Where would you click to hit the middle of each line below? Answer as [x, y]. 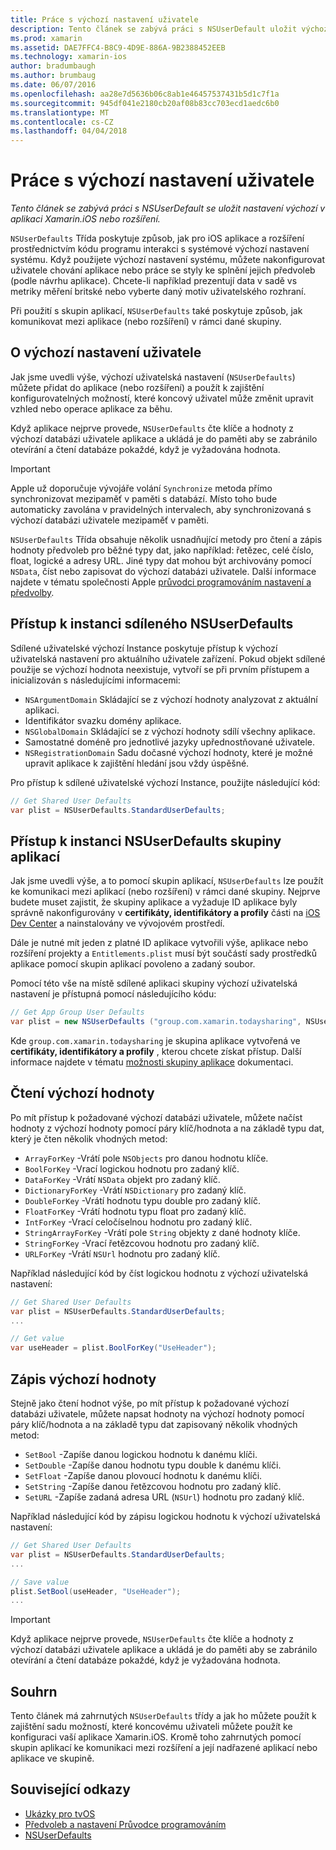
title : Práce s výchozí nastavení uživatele [104, 19]
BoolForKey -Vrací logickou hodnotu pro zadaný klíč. [132, 1168]
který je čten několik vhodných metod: [89, 1138]
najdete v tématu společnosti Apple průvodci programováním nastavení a [161, 582]
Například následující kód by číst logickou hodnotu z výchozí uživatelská [159, 1273]
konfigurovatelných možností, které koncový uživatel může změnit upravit [162, 398]
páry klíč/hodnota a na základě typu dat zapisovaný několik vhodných [154, 1424]
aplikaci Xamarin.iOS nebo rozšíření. [85, 219]
